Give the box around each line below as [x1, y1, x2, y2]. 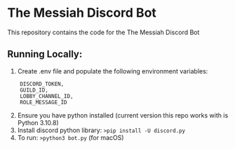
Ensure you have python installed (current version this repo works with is [17, 111, 229, 120]
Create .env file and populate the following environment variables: [17, 66, 208, 75]
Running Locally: [7, 48, 83, 60]
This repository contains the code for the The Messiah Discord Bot [7, 28, 200, 36]
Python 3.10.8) [17, 118, 60, 127]
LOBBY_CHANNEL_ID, [20, 92, 74, 99]
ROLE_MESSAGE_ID [20, 99, 68, 106]
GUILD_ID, [20, 86, 49, 94]
